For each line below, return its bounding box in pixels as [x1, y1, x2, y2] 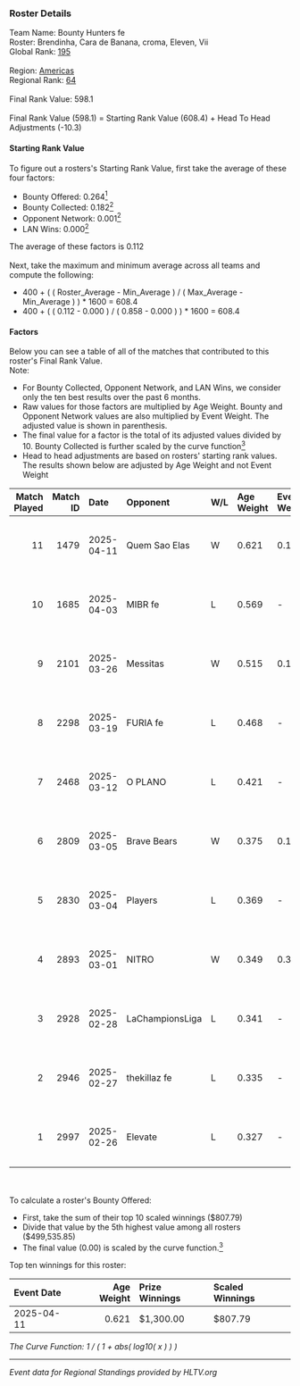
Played [13, 501, 44, 513]
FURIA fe [126, 716, 163, 729]
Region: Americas [9, 65, 74, 76]
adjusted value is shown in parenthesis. [21, 421, 168, 431]
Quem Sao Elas [126, 539, 190, 551]
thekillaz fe [126, 1071, 172, 1083]
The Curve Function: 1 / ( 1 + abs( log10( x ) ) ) [9, 1340, 178, 1351]
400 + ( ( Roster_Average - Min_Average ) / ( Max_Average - [21, 287, 244, 297]
